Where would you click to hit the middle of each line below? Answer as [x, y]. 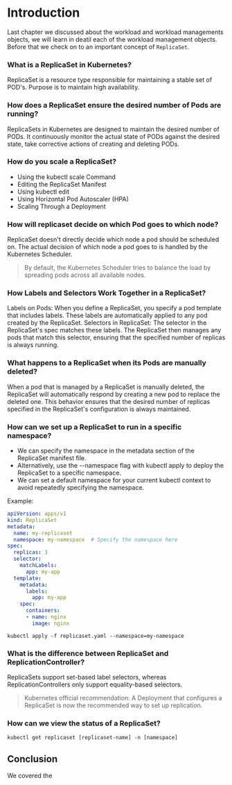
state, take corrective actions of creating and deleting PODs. [93, 144]
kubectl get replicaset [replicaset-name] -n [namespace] [92, 738]
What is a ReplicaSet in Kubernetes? [69, 65]
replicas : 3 [31, 552]
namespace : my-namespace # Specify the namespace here [96, 539]
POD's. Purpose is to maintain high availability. [73, 87]
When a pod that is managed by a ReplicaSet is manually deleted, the [106, 387]
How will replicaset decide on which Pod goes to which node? [113, 224]
